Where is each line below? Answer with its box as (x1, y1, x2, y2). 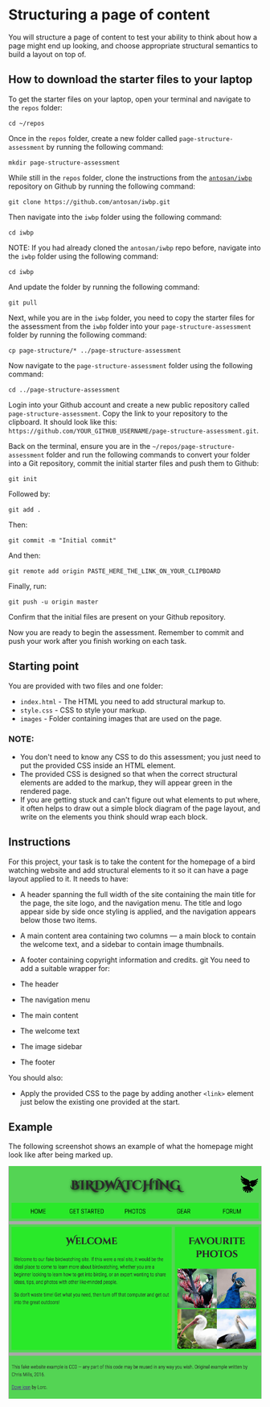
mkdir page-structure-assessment (8, 159, 121, 167)
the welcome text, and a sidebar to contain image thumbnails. (19, 939, 224, 948)
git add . (8, 505, 42, 513)
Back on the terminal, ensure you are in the (8, 441, 151, 450)
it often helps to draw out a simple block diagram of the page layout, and (19, 803, 261, 813)
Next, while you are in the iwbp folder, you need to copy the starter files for (8, 313, 256, 322)
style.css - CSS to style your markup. (19, 705, 147, 715)
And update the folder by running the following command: (8, 282, 200, 292)
